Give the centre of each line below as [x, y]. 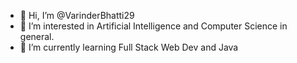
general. [37, 36]
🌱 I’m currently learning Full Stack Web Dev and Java [129, 47]
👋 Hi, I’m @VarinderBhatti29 [77, 15]
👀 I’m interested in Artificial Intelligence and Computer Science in [153, 26]
